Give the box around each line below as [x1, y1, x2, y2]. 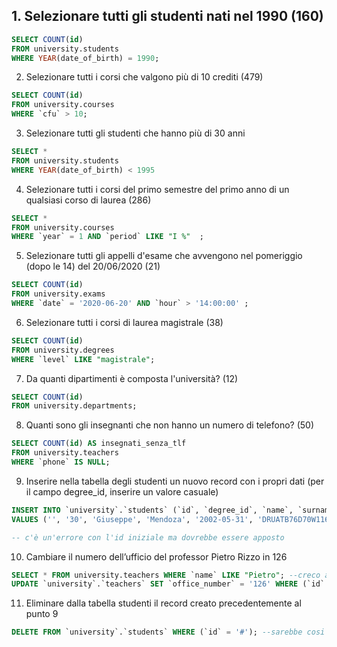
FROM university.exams [11, 289, 106, 299]
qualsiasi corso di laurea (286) [25, 194, 152, 206]
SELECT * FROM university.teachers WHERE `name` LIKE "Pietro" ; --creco [11, 570, 321, 580]
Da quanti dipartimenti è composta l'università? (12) [25, 372, 239, 384]
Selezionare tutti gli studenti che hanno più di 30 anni [25, 127, 246, 139]
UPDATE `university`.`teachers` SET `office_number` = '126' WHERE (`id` [11, 579, 326, 589]
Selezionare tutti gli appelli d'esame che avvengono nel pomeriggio [25, 250, 303, 262]
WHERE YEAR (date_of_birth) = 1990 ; [11, 53, 160, 63]
